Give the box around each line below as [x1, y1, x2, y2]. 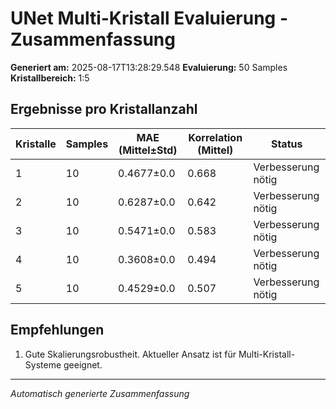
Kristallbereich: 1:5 [10, 72, 90, 84]
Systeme [24, 358, 62, 371]
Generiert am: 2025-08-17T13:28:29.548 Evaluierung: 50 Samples [10, 61, 288, 73]
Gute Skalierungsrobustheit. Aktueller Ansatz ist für [24, 348, 237, 360]
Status [270, 137, 303, 151]
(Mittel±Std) [118, 143, 178, 157]
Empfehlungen [10, 322, 105, 339]
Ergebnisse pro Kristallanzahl [10, 101, 198, 118]
